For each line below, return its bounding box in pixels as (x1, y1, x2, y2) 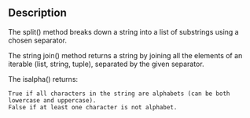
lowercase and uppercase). (8, 96, 97, 105)
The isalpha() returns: (8, 74, 79, 83)
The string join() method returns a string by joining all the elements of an (8, 50, 243, 60)
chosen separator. (8, 35, 67, 45)
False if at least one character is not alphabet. (8, 103, 178, 111)
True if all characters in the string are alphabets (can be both (8, 90, 230, 98)
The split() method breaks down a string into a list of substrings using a (8, 27, 239, 36)
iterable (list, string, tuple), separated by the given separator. (8, 59, 204, 68)
